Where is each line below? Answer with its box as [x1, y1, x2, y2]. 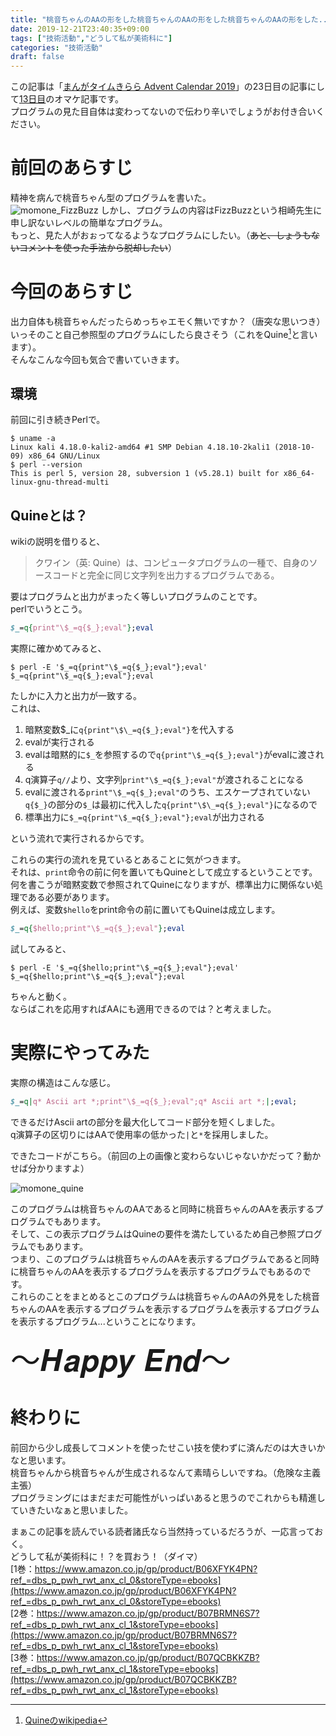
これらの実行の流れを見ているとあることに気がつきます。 [10, 854, 247, 866]
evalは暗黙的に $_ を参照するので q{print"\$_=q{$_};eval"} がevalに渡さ [24, 749, 316, 761]
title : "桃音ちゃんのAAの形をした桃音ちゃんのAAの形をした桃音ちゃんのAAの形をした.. [10, 14, 328, 25]
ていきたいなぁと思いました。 [10, 1504, 133, 1516]
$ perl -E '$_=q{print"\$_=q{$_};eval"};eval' [10, 662, 208, 673]
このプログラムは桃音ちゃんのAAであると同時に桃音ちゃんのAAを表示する [10, 1202, 315, 1215]
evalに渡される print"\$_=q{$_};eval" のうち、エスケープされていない [24, 786, 311, 798]
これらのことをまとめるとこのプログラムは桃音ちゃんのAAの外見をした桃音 [10, 1290, 321, 1302]
